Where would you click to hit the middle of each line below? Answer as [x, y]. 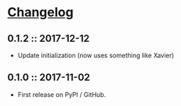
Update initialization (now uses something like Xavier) [96, 55]
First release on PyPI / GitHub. [62, 94]
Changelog [40, 12]
